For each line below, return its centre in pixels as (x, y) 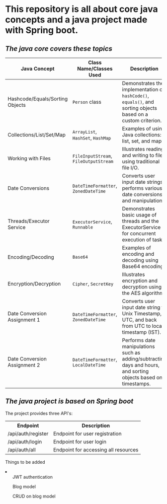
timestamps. (136, 384)
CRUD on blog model (34, 496)
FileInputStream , (92, 156)
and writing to (138, 155)
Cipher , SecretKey (93, 284)
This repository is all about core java (82, 9)
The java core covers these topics (59, 48)
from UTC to (136, 326)
